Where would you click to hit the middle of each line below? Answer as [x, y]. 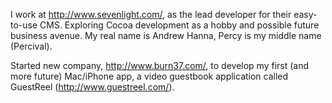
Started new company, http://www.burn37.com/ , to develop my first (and [160, 65]
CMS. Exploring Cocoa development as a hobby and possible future [179, 25]
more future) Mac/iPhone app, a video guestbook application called [149, 76]
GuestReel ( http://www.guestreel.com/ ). [92, 87]
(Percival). [31, 46]
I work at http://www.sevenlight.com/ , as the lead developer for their [151, 14]
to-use [24, 25]
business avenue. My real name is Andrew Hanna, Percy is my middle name [166, 35]
